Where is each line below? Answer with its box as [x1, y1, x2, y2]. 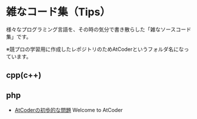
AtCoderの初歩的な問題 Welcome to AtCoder [14, 107, 123, 114]
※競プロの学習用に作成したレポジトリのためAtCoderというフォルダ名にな [6, 45, 184, 53]
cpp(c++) [6, 70, 42, 80]
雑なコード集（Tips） [6, 5, 111, 19]
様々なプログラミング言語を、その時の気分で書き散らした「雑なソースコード [6, 26, 192, 33]
